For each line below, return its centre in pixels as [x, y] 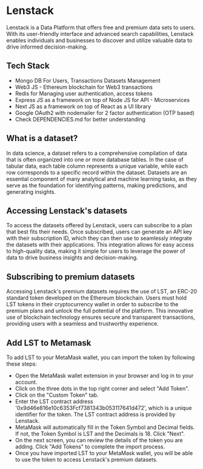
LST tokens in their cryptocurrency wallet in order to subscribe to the [92, 304]
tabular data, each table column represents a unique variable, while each [97, 166]
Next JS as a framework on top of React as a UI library [83, 106]
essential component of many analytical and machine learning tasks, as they [101, 179]
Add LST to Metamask [49, 343]
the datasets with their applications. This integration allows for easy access [100, 245]
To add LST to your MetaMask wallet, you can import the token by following [101, 357]
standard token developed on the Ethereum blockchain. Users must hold [96, 298]
